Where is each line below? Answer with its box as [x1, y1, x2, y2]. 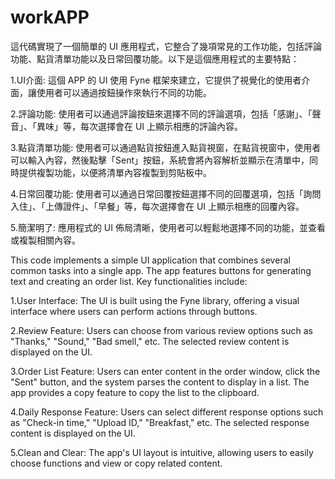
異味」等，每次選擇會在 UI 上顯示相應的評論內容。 [36, 120, 244, 132]
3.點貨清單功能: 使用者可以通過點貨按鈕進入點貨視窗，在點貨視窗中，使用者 [10, 141, 322, 153]
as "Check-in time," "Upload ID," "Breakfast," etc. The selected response [10, 416, 310, 428]
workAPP [10, 6, 90, 29]
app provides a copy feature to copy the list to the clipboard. [10, 386, 260, 398]
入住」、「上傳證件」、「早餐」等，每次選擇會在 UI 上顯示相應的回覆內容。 [10, 200, 305, 212]
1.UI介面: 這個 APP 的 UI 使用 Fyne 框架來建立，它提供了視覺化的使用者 [10, 74, 302, 86]
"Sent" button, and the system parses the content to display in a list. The [10, 376, 310, 388]
